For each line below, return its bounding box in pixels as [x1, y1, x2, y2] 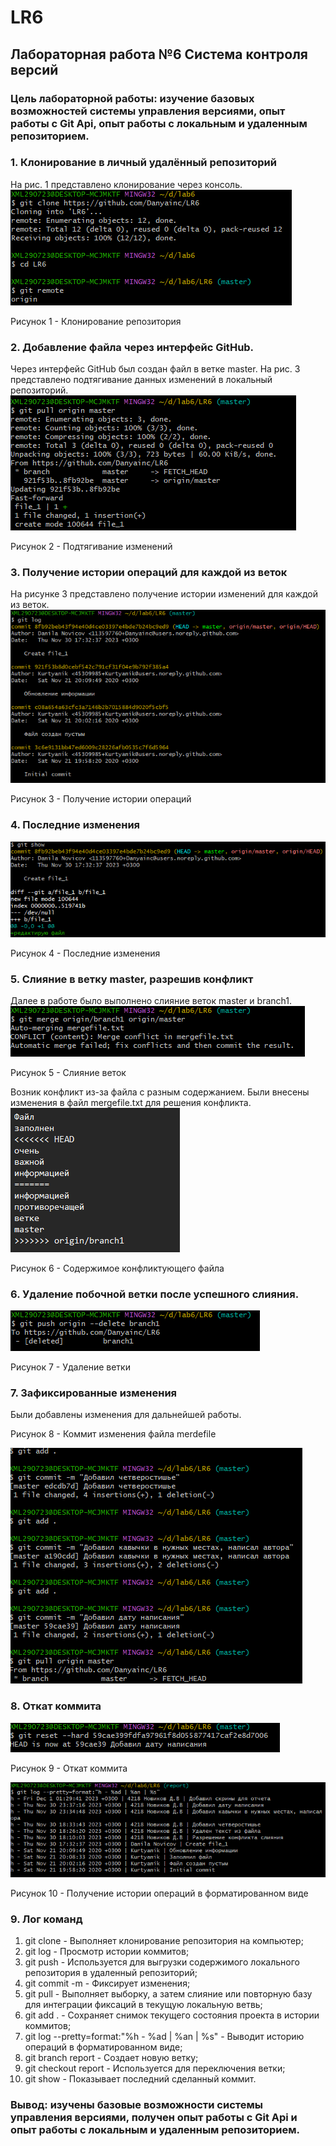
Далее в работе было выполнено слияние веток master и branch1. [10, 994, 292, 1006]
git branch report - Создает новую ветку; [24, 2052, 199, 2064]
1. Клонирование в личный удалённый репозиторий [10, 156, 277, 170]
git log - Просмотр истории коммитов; [24, 1946, 190, 1958]
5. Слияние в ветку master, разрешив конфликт [10, 972, 254, 986]
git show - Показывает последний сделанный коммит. [24, 2073, 257, 2085]
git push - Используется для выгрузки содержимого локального [24, 1956, 300, 1968]
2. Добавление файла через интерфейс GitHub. [10, 340, 255, 354]
